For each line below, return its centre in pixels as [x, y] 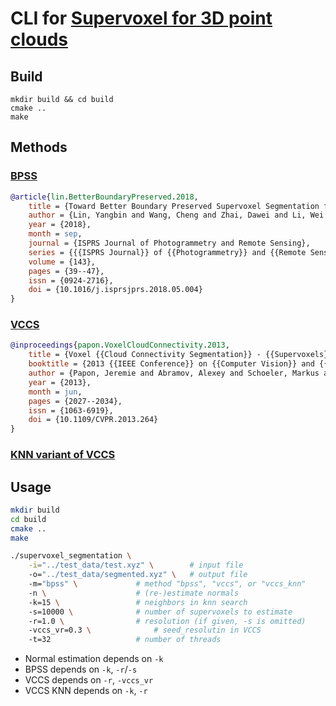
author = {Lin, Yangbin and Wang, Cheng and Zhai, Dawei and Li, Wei [176, 215]
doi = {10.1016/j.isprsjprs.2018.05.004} [115, 290]
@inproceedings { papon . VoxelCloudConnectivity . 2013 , [120, 345]
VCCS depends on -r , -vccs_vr [89, 680]
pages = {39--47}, [66, 271]
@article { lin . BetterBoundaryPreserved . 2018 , [104, 197]
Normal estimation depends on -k [94, 659]
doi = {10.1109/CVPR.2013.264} [93, 420]
